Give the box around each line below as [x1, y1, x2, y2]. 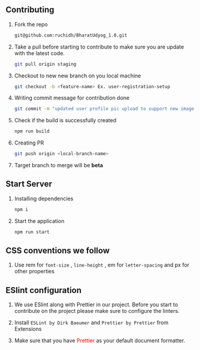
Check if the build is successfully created [14, 117, 117, 124]
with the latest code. [14, 49, 65, 56]
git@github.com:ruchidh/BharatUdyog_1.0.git [14, 32, 128, 38]
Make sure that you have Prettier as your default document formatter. [14, 337, 186, 344]
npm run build [14, 128, 50, 134]
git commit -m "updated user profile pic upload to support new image [14, 106, 195, 112]
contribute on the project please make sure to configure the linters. [14, 307, 180, 315]
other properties [14, 268, 55, 275]
